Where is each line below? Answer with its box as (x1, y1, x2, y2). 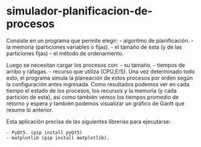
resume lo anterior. (6, 106, 53, 113)
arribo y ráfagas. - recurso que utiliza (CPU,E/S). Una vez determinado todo (6, 67, 195, 75)
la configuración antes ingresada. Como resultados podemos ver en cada (6, 80, 189, 88)
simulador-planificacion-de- (6, 4, 153, 18)
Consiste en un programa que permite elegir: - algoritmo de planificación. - (6, 37, 194, 44)
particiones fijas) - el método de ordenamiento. (6, 49, 124, 57)
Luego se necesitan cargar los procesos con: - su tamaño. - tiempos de (6, 61, 185, 69)
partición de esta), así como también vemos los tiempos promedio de (6, 93, 179, 101)
